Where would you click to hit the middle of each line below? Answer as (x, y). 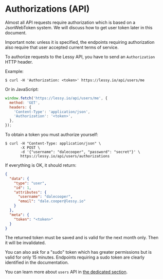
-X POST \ (30, 148)
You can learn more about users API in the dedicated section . (66, 272)
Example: (14, 71)
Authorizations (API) (47, 9)
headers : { (20, 107)
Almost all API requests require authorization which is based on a (70, 22)
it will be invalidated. (26, 243)
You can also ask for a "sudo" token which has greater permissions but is (78, 252)
